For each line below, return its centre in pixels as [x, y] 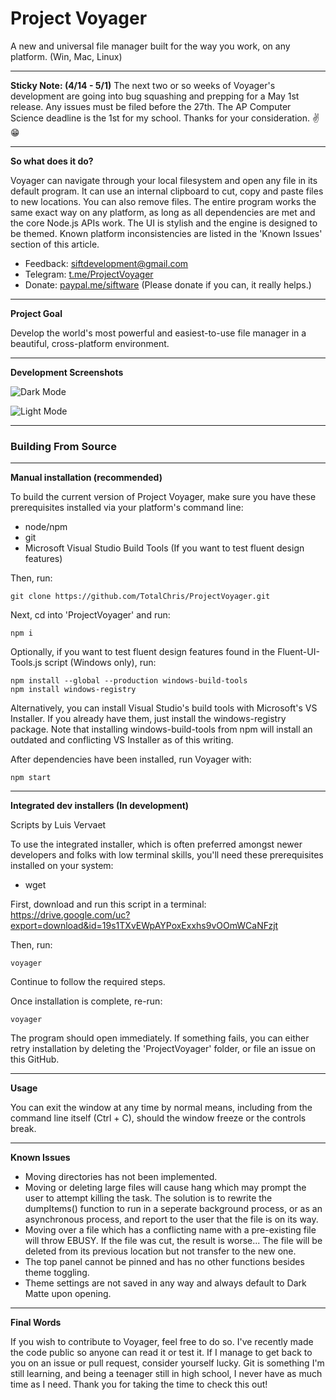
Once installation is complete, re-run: [86, 1001]
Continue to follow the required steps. [88, 982]
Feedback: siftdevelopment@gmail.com [106, 263]
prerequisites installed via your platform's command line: [127, 508]
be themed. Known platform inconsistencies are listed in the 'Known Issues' [166, 233]
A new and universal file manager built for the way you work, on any [150, 46]
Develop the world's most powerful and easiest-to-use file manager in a [158, 333]
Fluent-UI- [298, 652]
